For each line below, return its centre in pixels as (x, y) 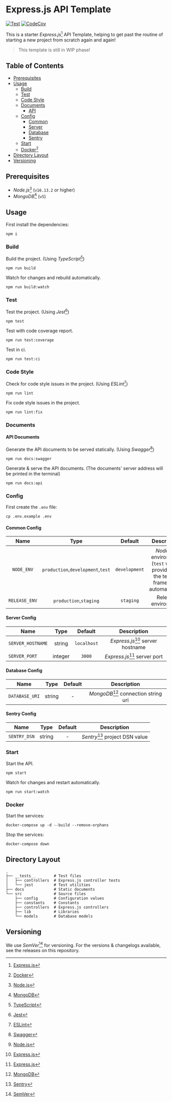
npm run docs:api (24, 483)
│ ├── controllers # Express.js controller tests (63, 880)
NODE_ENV (23, 569)
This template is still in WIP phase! (54, 50)
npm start (16, 773)
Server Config (21, 618)
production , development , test (76, 569)
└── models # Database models (54, 916)
